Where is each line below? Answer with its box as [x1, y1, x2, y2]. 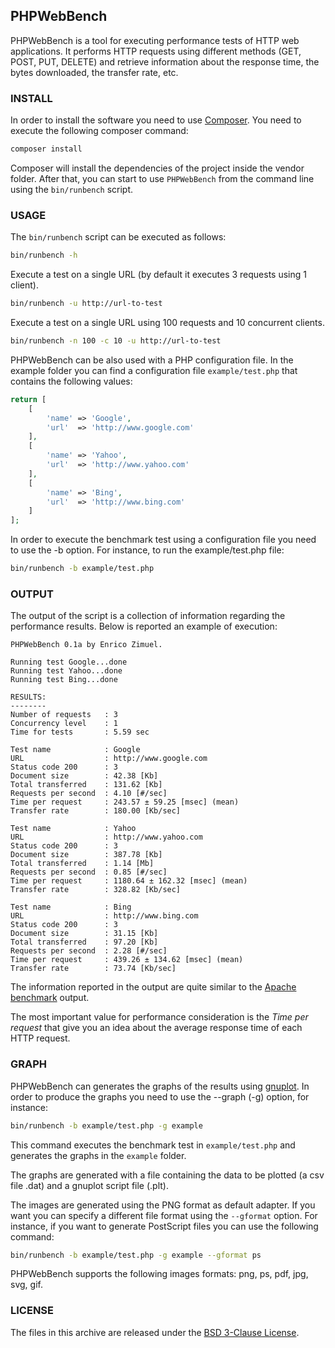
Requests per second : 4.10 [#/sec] [10, 789, 168, 799]
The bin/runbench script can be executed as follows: [10, 231, 227, 243]
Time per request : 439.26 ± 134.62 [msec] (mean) [10, 955, 244, 965]
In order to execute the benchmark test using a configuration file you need [10, 534, 317, 546]
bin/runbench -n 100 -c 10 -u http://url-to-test [10, 336, 222, 346]
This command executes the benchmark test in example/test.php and [10, 1139, 296, 1151]
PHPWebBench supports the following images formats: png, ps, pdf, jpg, [10, 1268, 309, 1280]
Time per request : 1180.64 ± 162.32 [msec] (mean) [10, 876, 248, 886]
